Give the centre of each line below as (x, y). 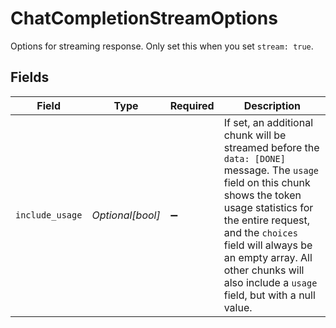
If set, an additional (268, 122)
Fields (30, 77)
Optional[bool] (126, 215)
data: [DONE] (254, 158)
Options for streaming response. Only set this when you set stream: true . (162, 46)
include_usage (49, 215)
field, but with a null (269, 295)
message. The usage (271, 170)
